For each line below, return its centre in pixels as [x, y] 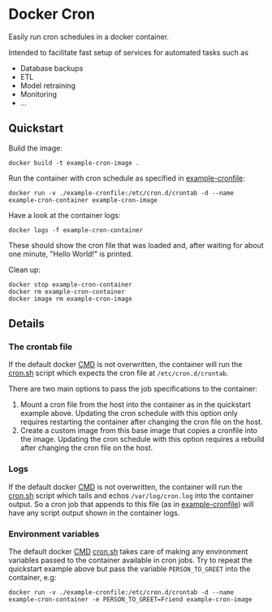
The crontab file [41, 347]
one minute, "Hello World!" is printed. [71, 254]
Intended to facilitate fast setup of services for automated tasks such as [129, 52]
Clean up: [24, 269]
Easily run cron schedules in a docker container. [89, 37]
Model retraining [47, 85]
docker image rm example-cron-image [70, 299]
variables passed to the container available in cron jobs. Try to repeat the [131, 560]
